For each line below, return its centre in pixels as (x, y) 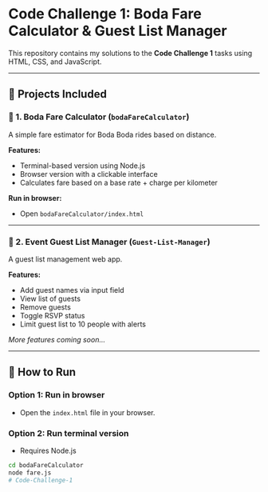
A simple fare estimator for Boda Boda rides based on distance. (112, 134)
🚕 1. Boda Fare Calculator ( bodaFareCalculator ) (99, 117)
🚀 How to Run (42, 372)
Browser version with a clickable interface (89, 174)
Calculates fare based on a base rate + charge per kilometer (118, 182)
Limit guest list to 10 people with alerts (83, 324)
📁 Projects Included (58, 94)
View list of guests (50, 298)
